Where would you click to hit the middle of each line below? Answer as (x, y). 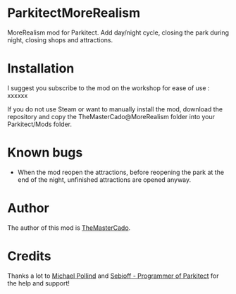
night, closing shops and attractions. (60, 39)
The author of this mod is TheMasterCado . (69, 228)
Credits (29, 256)
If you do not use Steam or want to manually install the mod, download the (115, 109)
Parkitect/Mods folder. (40, 124)
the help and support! (39, 283)
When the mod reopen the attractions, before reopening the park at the (120, 172)
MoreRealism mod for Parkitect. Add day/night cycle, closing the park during (118, 32)
